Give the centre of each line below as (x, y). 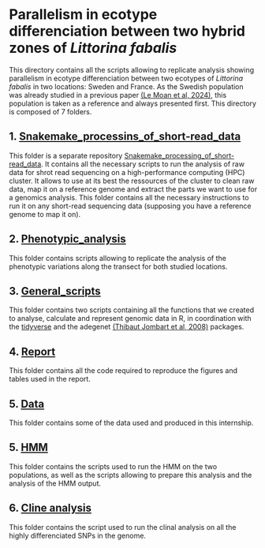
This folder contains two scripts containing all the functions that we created (132, 310)
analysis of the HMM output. (55, 483)
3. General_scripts (55, 291)
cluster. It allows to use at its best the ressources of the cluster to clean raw (132, 181)
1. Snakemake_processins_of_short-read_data (125, 137)
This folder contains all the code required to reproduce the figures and (123, 371)
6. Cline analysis (50, 508)
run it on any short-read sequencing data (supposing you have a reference (130, 206)
